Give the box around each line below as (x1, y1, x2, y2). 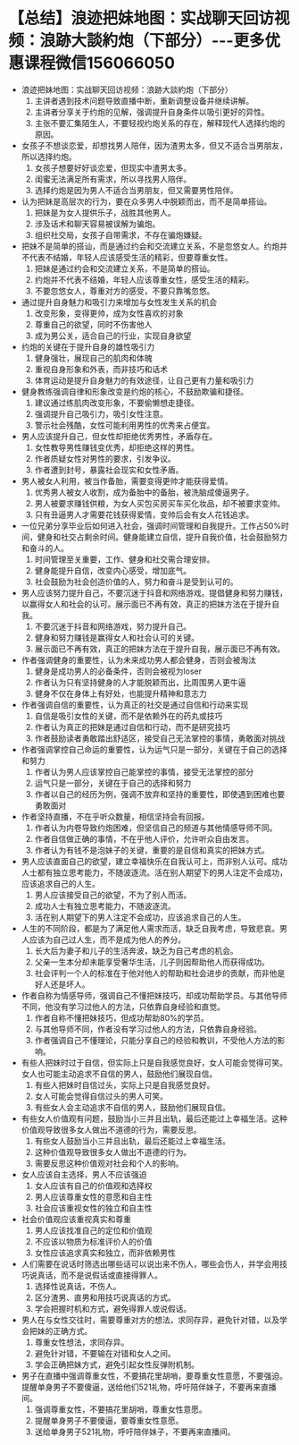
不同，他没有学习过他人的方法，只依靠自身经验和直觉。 (21, 1001, 225, 1012)
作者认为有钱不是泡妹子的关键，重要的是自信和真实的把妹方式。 (34, 845, 270, 855)
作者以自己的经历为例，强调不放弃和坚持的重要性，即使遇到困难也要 (34, 788, 286, 799)
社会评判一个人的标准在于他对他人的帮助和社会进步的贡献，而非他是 (34, 967, 286, 978)
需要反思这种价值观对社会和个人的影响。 (34, 1158, 184, 1169)
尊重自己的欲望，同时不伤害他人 (34, 319, 153, 329)
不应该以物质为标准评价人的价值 (34, 1236, 153, 1246)
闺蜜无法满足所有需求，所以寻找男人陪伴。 (34, 174, 192, 184)
